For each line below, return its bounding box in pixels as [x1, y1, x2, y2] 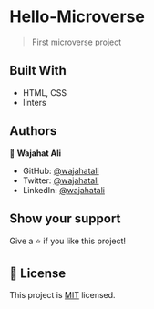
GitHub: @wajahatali [22, 165, 99, 176]
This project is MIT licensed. [9, 290, 116, 301]
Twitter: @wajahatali [22, 175, 99, 186]
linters [22, 97, 47, 108]
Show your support [9, 211, 121, 226]
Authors [9, 123, 57, 139]
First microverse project [31, 36, 122, 47]
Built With [9, 63, 67, 78]
